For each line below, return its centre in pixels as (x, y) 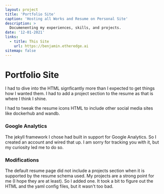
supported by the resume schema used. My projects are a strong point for (80, 176)
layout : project (22, 10)
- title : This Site (29, 42)
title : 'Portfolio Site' (30, 14)
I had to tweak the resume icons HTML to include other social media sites (79, 108)
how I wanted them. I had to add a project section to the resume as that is (79, 94)
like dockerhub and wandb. (33, 114)
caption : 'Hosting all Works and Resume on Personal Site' (67, 19)
